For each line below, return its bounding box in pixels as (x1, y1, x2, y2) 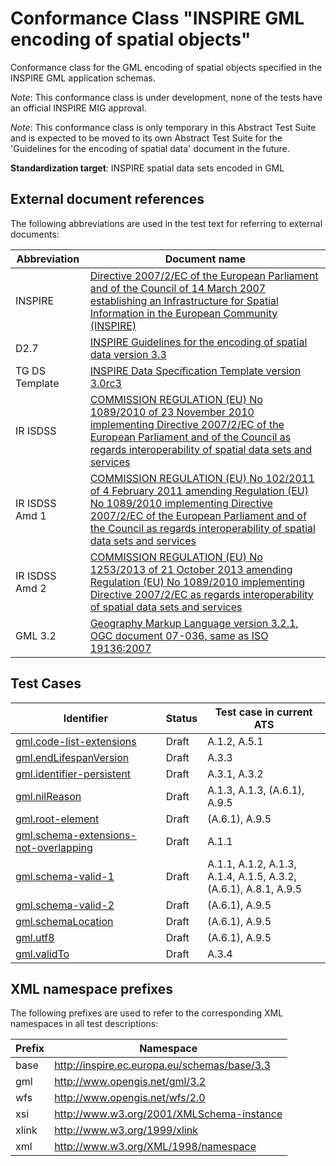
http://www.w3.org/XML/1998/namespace (54, 1140, 257, 1154)
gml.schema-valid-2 (15, 898, 115, 912)
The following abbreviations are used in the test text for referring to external (10, 217, 323, 229)
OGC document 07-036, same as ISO (89, 628, 269, 642)
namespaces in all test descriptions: (10, 1018, 159, 1030)
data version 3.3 (89, 347, 167, 361)
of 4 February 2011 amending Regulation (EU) (89, 483, 309, 497)
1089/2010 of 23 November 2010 (89, 405, 255, 419)
